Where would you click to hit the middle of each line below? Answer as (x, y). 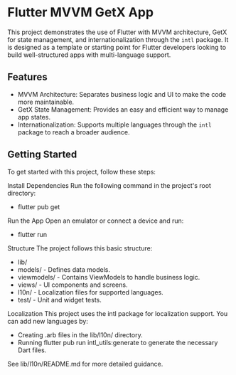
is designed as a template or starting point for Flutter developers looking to (117, 47)
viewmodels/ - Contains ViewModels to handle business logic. (109, 277)
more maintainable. (46, 102)
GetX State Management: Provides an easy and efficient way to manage (123, 109)
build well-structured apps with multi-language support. (89, 55)
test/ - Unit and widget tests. (59, 300)
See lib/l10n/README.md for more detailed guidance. (85, 364)
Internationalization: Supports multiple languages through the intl (114, 125)
